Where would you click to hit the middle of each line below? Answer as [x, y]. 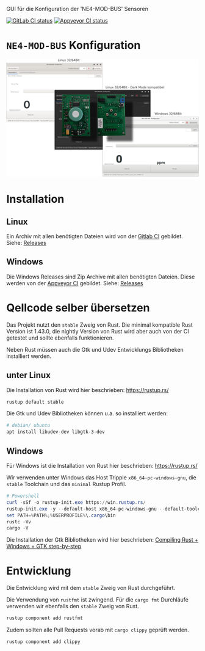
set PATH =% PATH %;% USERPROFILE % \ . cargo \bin [61, 515]
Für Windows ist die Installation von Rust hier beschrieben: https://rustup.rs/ [102, 466]
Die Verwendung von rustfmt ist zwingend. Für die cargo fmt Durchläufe [98, 600]
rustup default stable [35, 402]
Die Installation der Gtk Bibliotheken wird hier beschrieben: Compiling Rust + [103, 540]
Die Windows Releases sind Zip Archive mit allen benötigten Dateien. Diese [101, 277]
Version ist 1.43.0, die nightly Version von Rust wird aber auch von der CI [98, 331]
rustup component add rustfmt [45, 618]
